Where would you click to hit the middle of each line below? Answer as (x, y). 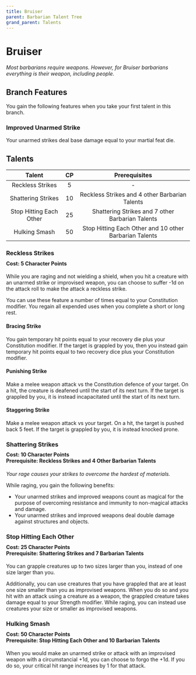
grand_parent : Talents (34, 22)
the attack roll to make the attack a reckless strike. (66, 289)
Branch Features (37, 92)
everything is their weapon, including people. (60, 74)
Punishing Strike (27, 371)
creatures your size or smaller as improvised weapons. (72, 609)
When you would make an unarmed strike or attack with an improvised (91, 653)
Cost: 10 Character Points (38, 455)
